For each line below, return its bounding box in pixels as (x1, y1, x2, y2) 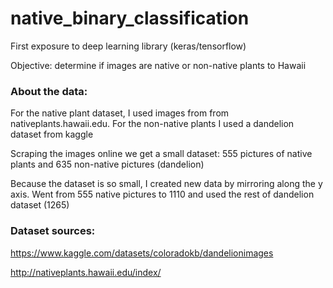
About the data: (10, 84, 88, 98)
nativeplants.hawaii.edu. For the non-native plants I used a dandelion (10, 118, 295, 130)
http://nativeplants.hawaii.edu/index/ (10, 266, 162, 278)
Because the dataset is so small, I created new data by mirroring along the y (10, 178, 323, 190)
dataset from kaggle (10, 128, 94, 141)
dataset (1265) (10, 199, 70, 211)
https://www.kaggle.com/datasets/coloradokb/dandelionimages (10, 247, 274, 259)
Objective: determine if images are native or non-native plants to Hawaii (10, 59, 307, 71)
